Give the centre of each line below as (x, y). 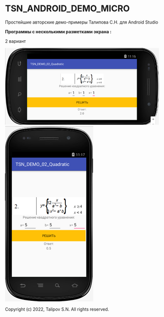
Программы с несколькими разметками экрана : (58, 31)
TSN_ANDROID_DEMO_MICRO (68, 9)
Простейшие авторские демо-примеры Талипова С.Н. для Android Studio (82, 22)
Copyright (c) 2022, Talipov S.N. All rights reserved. (57, 309)
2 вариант (15, 41)
